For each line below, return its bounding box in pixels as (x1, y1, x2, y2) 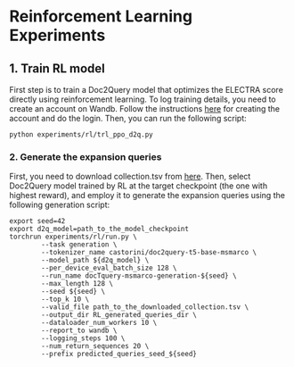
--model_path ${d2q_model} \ (41, 256, 150, 265)
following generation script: (9, 199, 110, 211)
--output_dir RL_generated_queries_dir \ (41, 311, 198, 320)
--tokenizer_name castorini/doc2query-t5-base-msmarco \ (41, 248, 257, 257)
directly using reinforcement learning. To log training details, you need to (9, 94, 276, 104)
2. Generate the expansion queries (9, 150, 162, 163)
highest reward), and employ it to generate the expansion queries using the (9, 190, 285, 201)
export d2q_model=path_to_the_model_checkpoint (9, 225, 190, 234)
